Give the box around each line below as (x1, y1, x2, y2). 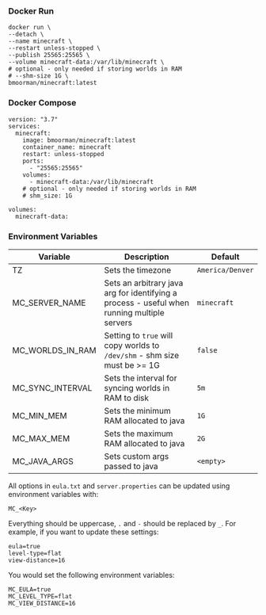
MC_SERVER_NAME (12, 297, 86, 308)
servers (104, 317, 133, 328)
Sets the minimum (104, 405, 172, 416)
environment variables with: (8, 489, 99, 498)
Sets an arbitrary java (104, 277, 184, 288)
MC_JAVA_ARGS (12, 456, 74, 467)
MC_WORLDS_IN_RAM (12, 345, 97, 356)
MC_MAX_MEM (12, 433, 70, 444)
